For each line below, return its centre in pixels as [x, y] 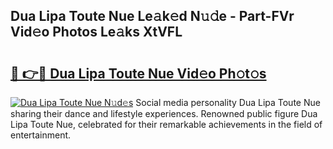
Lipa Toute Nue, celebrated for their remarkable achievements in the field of [166, 124]
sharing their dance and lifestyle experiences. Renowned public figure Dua [164, 113]
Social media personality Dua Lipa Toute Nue [228, 102]
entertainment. [41, 135]
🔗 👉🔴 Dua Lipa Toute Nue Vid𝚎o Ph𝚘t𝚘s [138, 73]
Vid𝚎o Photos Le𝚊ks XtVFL [96, 32]
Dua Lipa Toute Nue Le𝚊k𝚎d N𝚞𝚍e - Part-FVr [152, 16]
